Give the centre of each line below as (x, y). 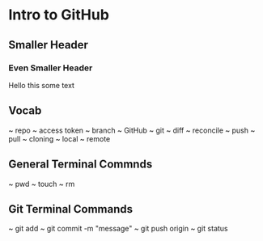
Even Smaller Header (51, 68)
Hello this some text (42, 85)
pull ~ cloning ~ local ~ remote (59, 138)
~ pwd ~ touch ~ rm (42, 184)
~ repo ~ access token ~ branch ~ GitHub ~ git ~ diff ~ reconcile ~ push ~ (132, 130)
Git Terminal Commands (71, 209)
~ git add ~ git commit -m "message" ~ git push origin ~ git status (118, 229)
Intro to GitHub (59, 15)
